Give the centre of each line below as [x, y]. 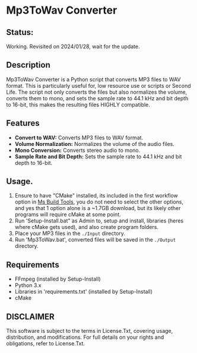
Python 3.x [28, 285]
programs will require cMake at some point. [68, 215]
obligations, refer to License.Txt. [45, 344]
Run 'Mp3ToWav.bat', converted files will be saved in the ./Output [95, 240]
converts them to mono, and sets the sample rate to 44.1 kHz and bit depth [97, 98]
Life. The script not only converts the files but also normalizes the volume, [97, 92]
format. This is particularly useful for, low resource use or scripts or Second [99, 85]
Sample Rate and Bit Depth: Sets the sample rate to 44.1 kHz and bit [98, 156]
